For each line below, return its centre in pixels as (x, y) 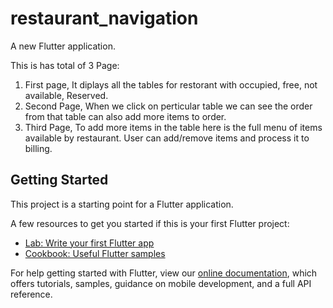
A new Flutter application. (63, 46)
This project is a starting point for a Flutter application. (122, 204)
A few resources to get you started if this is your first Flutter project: (150, 223)
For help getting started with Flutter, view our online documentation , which (164, 273)
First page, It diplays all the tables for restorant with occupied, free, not (171, 84)
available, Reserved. (66, 95)
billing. (38, 148)
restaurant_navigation (104, 18)
